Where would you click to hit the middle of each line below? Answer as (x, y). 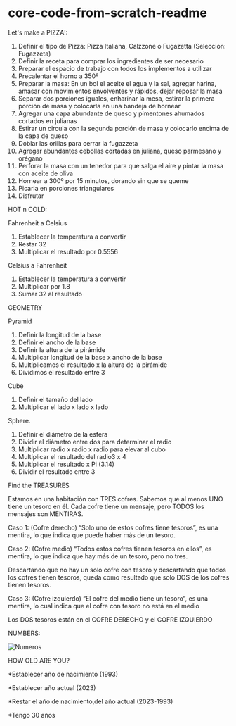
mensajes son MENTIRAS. (46, 514)
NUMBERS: (24, 633)
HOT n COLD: (28, 209)
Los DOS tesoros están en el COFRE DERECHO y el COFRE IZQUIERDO (110, 619)
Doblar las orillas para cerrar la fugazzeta (78, 143)
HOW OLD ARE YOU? (39, 661)
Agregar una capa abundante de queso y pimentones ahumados (111, 113)
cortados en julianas (47, 120)
